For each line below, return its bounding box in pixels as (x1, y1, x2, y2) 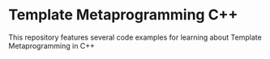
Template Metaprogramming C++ (8, 6, 238, 24)
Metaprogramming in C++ (8, 40, 96, 50)
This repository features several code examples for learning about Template (8, 32, 262, 42)
